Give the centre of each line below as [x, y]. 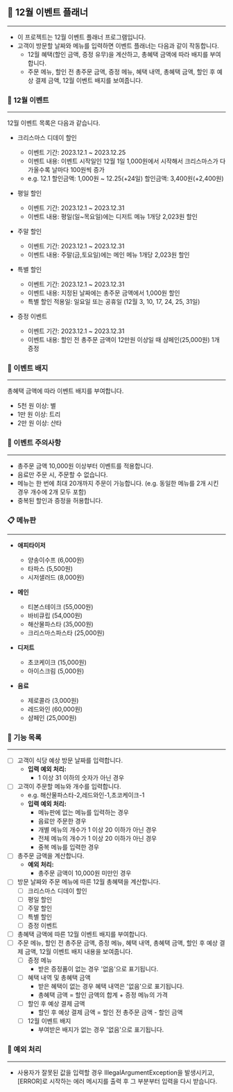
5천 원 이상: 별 [37, 406]
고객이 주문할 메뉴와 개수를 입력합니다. [69, 787]
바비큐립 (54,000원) [55, 615]
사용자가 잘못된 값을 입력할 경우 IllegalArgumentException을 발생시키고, [116, 1072]
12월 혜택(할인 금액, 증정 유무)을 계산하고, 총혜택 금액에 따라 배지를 [118, 54]
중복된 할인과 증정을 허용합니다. [60, 500]
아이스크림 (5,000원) [56, 671]
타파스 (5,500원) [50, 569]
